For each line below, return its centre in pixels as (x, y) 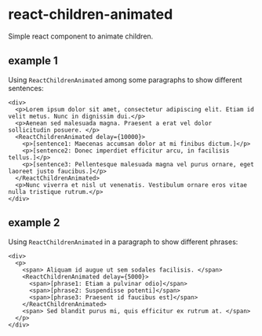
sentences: (26, 88)
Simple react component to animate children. (81, 36)
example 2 (34, 223)
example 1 (33, 61)
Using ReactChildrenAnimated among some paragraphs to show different (125, 79)
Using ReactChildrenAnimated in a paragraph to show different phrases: (123, 242)
